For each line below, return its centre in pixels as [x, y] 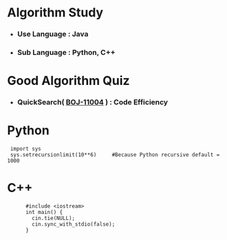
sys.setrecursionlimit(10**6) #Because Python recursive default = [115, 155]
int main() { [44, 213]
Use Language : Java [53, 34]
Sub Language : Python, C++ [66, 53]
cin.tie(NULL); [54, 218]
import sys [25, 149]
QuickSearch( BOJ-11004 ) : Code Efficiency [93, 102]
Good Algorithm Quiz [68, 81]
